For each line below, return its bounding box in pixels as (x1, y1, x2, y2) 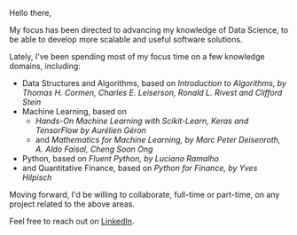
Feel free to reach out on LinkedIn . (9, 216, 135, 226)
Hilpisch (21, 172, 52, 183)
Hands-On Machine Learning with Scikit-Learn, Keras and (35, 115, 249, 126)
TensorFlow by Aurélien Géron (35, 125, 146, 136)
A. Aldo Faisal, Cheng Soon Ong (35, 144, 153, 154)
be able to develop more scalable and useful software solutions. (9, 35, 243, 44)
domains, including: (9, 61, 82, 71)
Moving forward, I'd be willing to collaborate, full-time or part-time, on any (9, 190, 280, 200)
